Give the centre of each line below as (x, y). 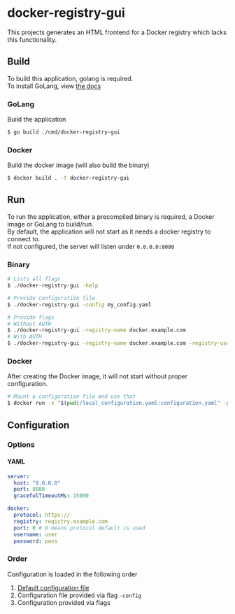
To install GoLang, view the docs (54, 86)
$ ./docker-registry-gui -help (53, 286)
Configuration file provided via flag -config (79, 595)
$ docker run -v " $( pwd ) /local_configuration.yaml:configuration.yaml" (114, 404)
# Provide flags (31, 317)
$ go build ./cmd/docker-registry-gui (64, 132)
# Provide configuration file (51, 298)
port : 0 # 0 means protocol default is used (79, 528)
